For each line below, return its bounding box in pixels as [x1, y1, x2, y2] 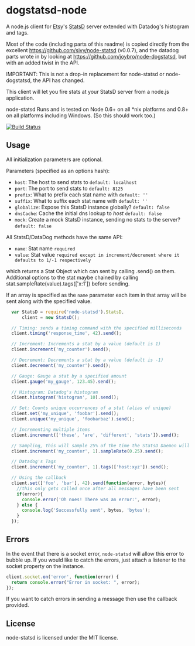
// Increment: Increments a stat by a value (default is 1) [11, 341, 161, 347]
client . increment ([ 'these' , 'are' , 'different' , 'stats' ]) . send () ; [11, 432, 180, 438]
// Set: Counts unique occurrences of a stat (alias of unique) [11, 405, 172, 411]
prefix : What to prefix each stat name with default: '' [14, 191, 148, 198]
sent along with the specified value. [6, 297, 92, 305]
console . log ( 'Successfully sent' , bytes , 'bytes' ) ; [21, 508, 150, 514]
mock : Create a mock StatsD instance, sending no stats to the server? [14, 216, 180, 223]
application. [6, 94, 35, 101]
